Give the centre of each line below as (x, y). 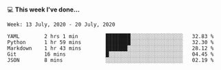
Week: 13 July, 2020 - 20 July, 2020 (61, 24)
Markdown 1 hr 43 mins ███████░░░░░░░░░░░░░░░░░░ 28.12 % (110, 48)
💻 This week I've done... (44, 10)
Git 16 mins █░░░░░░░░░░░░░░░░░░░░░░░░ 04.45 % (110, 54)
